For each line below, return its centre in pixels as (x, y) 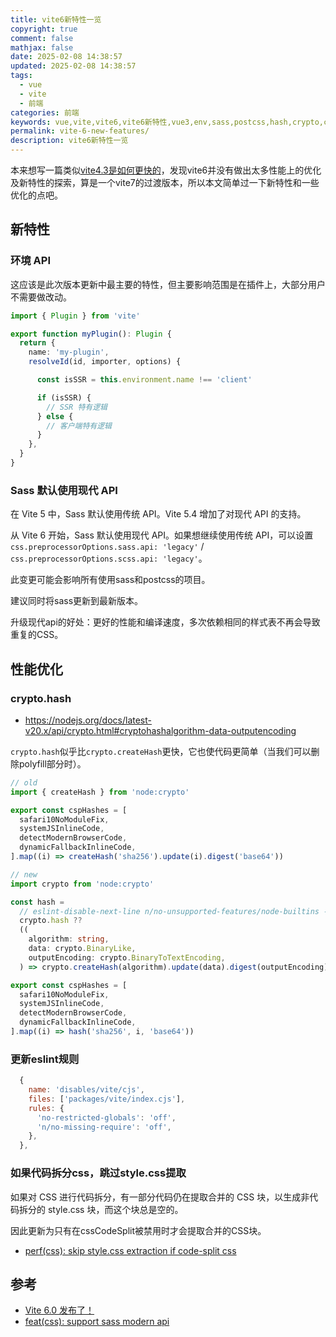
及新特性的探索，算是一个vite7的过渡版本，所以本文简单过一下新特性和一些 (165, 182)
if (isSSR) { (64, 397)
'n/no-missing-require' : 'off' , (104, 1127)
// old (24, 782)
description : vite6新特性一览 (69, 141)
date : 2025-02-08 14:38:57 (66, 57)
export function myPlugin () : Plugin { (91, 334)
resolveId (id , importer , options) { (105, 362)
